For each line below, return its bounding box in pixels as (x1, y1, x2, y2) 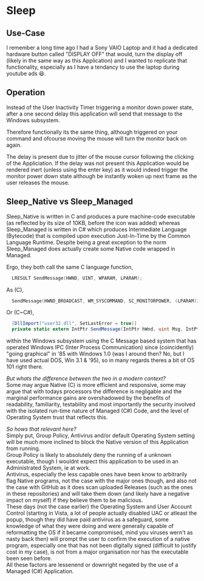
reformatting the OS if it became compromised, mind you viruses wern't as (6, 529, 193, 536)
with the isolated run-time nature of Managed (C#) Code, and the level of (6, 407, 189, 414)
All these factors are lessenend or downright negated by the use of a (6, 561, 178, 569)
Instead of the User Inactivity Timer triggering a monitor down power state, (6, 103, 194, 111)
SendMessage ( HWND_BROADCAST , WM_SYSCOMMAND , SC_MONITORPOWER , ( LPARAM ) (12, 297, 197, 304)
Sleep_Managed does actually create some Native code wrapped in (6, 245, 175, 252)
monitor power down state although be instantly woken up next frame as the (6, 172, 197, 179)
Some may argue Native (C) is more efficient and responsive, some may (6, 381, 186, 389)
